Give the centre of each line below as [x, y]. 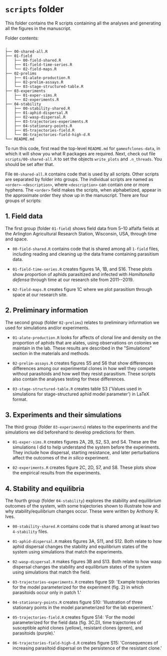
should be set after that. [30, 164]
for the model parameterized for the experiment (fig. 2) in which [78, 587]
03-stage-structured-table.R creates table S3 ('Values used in [77, 388]
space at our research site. [40, 294]
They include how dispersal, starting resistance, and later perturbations [86, 452]
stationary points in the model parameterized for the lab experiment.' [83, 607]
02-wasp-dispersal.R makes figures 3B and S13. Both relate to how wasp [87, 561]
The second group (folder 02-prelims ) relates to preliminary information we [82, 322]
